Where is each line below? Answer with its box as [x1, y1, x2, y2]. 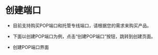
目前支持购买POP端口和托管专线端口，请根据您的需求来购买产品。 [12, 22, 152, 29]
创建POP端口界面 [12, 44, 49, 50]
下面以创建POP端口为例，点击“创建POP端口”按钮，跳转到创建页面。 [12, 33, 156, 39]
